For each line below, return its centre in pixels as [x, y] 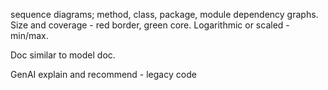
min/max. [29, 35]
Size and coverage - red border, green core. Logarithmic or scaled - [150, 25]
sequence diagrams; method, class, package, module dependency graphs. [164, 14]
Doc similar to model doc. [63, 55]
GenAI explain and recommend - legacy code [103, 74]
